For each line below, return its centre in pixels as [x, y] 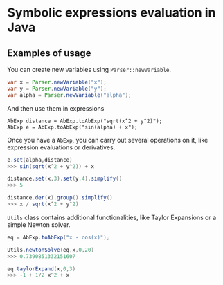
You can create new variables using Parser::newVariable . [89, 70]
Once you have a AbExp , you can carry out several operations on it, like [108, 140]
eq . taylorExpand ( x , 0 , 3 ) [42, 269]
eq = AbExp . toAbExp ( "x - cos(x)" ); [59, 237]
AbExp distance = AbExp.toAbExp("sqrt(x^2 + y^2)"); [85, 121]
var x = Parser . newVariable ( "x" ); [57, 82]
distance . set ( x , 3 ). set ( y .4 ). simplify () [65, 179]
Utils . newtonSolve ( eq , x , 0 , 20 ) [51, 250]
